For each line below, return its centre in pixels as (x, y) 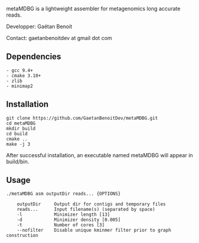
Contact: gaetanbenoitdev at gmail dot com (59, 38)
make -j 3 (18, 144)
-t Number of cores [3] (61, 225)
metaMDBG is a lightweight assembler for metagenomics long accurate (93, 9)
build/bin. (18, 161)
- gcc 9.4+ (20, 70)
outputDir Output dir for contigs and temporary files (91, 204)
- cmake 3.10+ (24, 76)
